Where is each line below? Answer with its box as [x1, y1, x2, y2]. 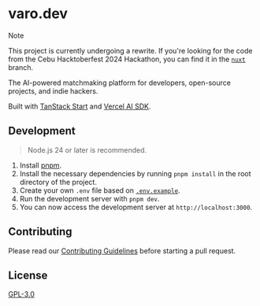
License [8, 268, 48, 282]
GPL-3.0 [8, 289, 35, 299]
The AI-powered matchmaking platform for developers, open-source [8, 78, 231, 87]
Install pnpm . [19, 160, 62, 170]
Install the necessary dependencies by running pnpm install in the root [19, 168, 251, 178]
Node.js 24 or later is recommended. [27, 145, 147, 154]
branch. [8, 62, 34, 72]
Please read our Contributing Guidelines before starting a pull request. [8, 245, 236, 256]
